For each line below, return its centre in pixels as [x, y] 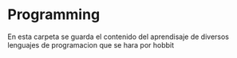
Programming [54, 15]
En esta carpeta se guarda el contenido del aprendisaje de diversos [118, 37]
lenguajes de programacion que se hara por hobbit [91, 44]
